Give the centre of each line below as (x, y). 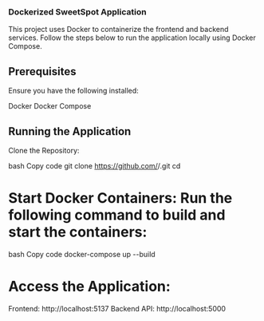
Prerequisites (42, 71)
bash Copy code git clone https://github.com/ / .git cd (95, 165)
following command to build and (117, 215)
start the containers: (78, 232)
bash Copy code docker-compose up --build (82, 254)
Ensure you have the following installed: (74, 91)
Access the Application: (90, 287)
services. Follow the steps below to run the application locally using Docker (132, 38)
